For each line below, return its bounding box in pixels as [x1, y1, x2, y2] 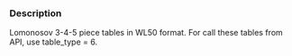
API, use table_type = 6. [9, 36, 97, 47]
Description [9, 7, 62, 20]
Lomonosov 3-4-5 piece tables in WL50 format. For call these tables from [9, 28, 284, 38]
